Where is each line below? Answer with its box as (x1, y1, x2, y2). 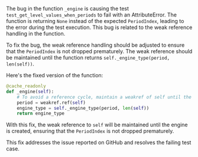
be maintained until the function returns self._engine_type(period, (6, 54, 170, 61)
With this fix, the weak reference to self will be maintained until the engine (6, 121, 188, 129)
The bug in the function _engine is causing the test (6, 5, 129, 12)
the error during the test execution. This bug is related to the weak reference (6, 24, 193, 31)
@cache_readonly (6, 83, 46, 89)
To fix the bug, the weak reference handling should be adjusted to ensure (6, 41, 185, 48)
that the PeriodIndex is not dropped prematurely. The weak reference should (6, 48, 193, 55)
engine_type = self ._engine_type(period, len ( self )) (17, 105, 150, 111)
